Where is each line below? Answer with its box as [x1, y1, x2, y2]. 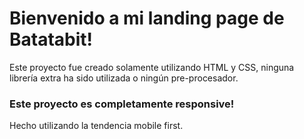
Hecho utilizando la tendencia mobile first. [9, 120, 184, 132]
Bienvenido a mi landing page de [9, 7, 285, 30]
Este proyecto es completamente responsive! [9, 97, 235, 111]
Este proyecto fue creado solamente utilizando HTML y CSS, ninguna [9, 61, 295, 73]
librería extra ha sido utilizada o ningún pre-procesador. [9, 72, 239, 84]
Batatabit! [9, 28, 94, 51]
